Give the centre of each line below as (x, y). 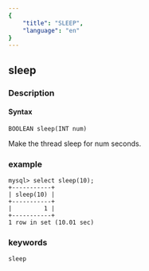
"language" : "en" (51, 30)
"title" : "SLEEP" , (53, 23)
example (25, 164)
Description (31, 92)
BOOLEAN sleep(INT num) (48, 128)
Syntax (20, 112)
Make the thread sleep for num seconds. (75, 143)
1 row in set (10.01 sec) (51, 223)
